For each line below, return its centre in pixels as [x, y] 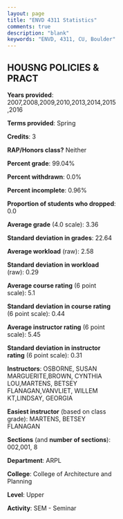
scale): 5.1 [21, 292]
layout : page [26, 14]
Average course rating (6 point [52, 285]
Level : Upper [26, 494]
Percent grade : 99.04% [41, 163]
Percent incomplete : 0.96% [47, 190]
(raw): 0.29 [23, 272]
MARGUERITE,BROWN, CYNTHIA [55, 376]
